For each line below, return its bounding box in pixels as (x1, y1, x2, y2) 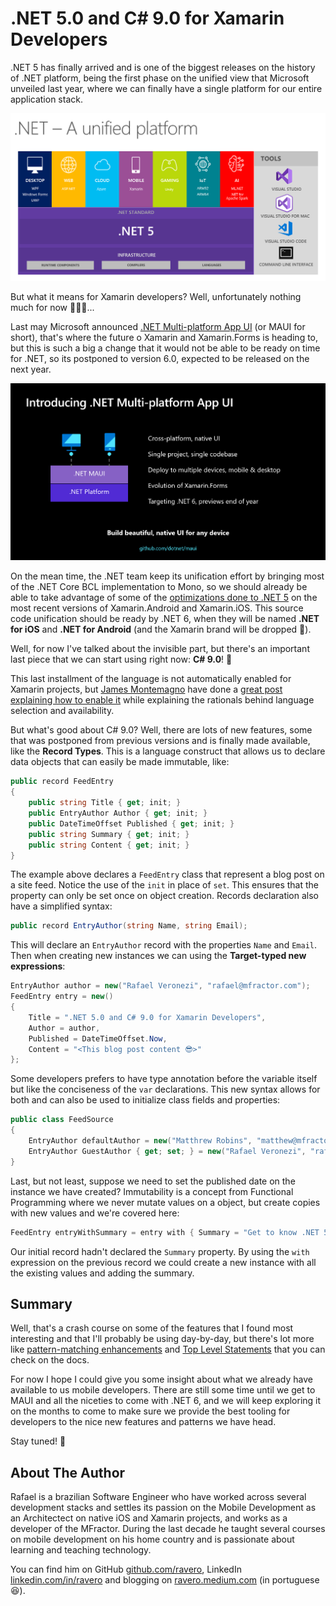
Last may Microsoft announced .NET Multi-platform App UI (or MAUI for (10, 321, 306, 333)
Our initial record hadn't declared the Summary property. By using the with (10, 1245, 310, 1257)
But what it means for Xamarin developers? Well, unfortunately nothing (10, 291, 302, 303)
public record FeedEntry (10, 777, 114, 787)
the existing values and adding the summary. (10, 1267, 195, 1279)
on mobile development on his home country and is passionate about (10, 1533, 295, 1546)
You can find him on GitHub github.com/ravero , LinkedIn (10, 1563, 242, 1576)
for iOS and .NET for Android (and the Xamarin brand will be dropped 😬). (10, 623, 312, 636)
